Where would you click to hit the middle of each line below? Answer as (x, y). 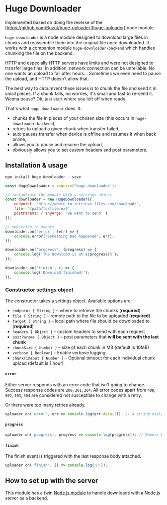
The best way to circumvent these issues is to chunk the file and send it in (81, 88)
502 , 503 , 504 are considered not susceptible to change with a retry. (74, 395)
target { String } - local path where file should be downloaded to (81, 321)
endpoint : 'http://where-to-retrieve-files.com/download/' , (78, 204)
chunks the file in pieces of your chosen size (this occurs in (73, 118)
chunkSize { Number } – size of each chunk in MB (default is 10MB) (81, 347)
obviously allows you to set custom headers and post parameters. (80, 150)
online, (19, 139)
